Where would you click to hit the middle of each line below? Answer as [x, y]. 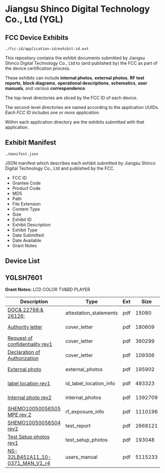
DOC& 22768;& [26, 310]
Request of [20, 338]
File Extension [26, 204]
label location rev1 [29, 384]
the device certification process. [38, 68]
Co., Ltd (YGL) [34, 19]
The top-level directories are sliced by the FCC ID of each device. [71, 98]
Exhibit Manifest [31, 143]
